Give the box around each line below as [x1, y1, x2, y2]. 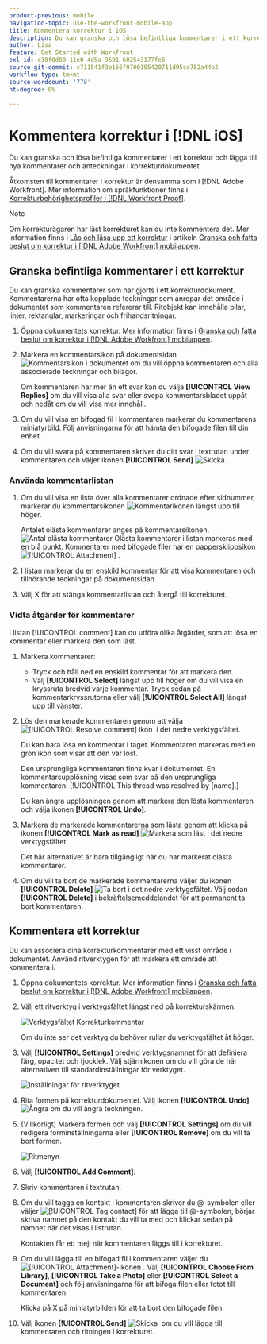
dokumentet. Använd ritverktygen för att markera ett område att [9, 954, 217, 964]
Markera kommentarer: [20, 651, 96, 661]
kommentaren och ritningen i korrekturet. [20, 1327, 155, 1336]
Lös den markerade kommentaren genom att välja [20, 716, 183, 725]
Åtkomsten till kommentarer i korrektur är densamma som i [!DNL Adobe [9, 176, 245, 187]
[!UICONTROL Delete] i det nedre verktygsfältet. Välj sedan [20, 884, 248, 894]
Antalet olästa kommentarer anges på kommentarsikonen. [20, 525, 209, 535]
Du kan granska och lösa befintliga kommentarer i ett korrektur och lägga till [9, 153, 257, 163]
